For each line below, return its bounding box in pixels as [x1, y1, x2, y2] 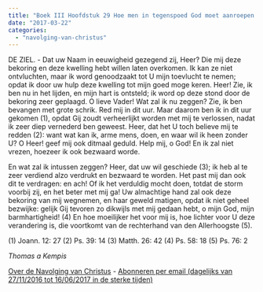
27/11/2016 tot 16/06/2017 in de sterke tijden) [8, 275, 153, 284]
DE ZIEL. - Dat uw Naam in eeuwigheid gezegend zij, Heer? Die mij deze [8, 55, 242, 65]
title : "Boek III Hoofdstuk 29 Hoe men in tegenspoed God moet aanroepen [8, 11, 255, 20]
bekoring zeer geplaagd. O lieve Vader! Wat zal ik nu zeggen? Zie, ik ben [8, 97, 243, 106]
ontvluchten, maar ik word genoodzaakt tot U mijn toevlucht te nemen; [8, 72, 236, 81]
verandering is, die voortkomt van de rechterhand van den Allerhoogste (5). [8, 221, 253, 231]
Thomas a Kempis [8, 251, 67, 261]
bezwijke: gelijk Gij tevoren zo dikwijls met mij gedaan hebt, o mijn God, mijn [8, 204, 254, 213]
